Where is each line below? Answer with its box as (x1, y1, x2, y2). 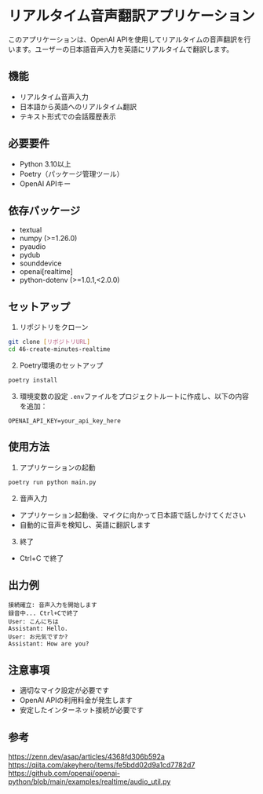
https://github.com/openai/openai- (8, 768, 120, 778)
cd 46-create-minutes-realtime (8, 346, 111, 353)
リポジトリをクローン (19, 323, 89, 332)
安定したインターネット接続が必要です (19, 705, 144, 715)
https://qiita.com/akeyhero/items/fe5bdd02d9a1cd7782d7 (8, 759, 195, 770)
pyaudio (19, 242, 46, 251)
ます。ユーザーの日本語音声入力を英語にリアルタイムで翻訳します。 (14, 44, 234, 53)
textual (19, 225, 42, 235)
